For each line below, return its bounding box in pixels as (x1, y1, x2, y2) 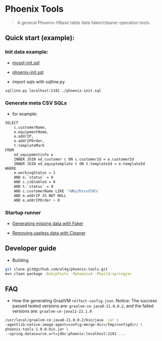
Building (12, 257, 29, 263)
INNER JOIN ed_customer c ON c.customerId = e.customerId (14, 157, 134, 162)
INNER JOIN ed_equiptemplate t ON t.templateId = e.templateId (14, 161, 145, 166)
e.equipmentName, (14, 129, 49, 134)
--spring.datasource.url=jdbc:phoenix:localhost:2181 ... (5, 331, 125, 336)
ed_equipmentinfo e (14, 152, 54, 157)
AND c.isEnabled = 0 (14, 180, 56, 185)
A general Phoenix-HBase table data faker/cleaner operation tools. (17, 20, 151, 25)
